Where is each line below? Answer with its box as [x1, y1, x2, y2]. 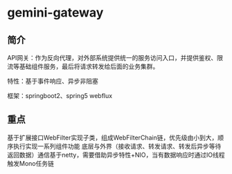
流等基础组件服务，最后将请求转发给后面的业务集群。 [7, 62, 159, 70]
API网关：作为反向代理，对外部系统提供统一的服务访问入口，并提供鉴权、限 [7, 54, 224, 61]
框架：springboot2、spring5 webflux [7, 92, 113, 99]
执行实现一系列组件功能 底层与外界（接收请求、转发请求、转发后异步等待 [12, 142, 222, 150]
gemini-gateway [7, 5, 104, 21]
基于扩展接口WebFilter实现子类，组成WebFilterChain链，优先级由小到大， [7, 133, 218, 142]
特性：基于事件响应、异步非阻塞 [7, 77, 98, 85]
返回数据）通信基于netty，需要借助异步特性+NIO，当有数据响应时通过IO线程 [7, 151, 225, 159]
